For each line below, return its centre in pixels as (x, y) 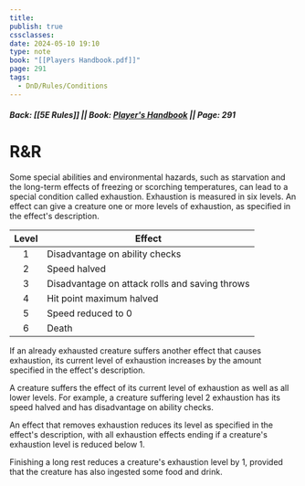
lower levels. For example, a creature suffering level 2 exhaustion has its (145, 397)
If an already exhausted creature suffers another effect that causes (136, 351)
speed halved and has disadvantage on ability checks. (112, 407)
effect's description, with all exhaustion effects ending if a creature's (138, 435)
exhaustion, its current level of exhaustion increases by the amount (136, 361)
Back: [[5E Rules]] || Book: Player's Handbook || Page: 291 (122, 115)
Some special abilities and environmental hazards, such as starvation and (147, 177)
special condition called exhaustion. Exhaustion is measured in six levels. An (153, 196)
